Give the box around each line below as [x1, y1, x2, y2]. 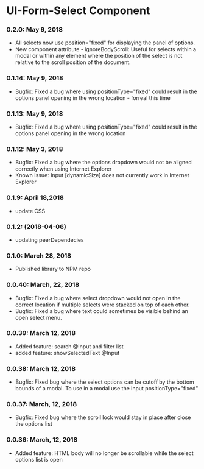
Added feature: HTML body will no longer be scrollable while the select [15, 449, 194, 457]
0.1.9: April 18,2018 [6, 193, 64, 202]
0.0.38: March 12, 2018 [6, 364, 76, 373]
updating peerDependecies [15, 236, 84, 244]
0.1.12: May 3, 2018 [6, 145, 63, 153]
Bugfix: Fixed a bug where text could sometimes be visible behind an [15, 307, 189, 314]
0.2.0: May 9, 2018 [6, 26, 63, 34]
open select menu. [15, 314, 62, 321]
